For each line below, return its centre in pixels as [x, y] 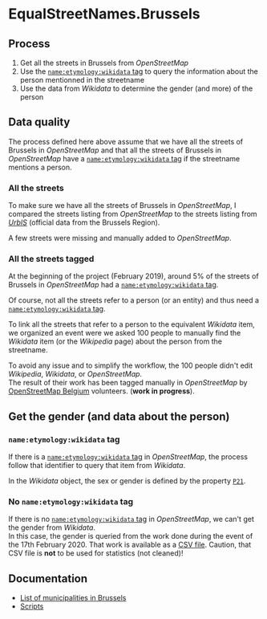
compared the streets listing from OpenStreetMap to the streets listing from [133, 214]
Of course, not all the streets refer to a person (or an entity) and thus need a [133, 300]
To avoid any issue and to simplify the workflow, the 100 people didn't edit [131, 365]
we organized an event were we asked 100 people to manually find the [125, 333]
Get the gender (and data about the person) [119, 416]
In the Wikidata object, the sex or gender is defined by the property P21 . [127, 481]
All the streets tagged [51, 259]
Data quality [39, 122]
